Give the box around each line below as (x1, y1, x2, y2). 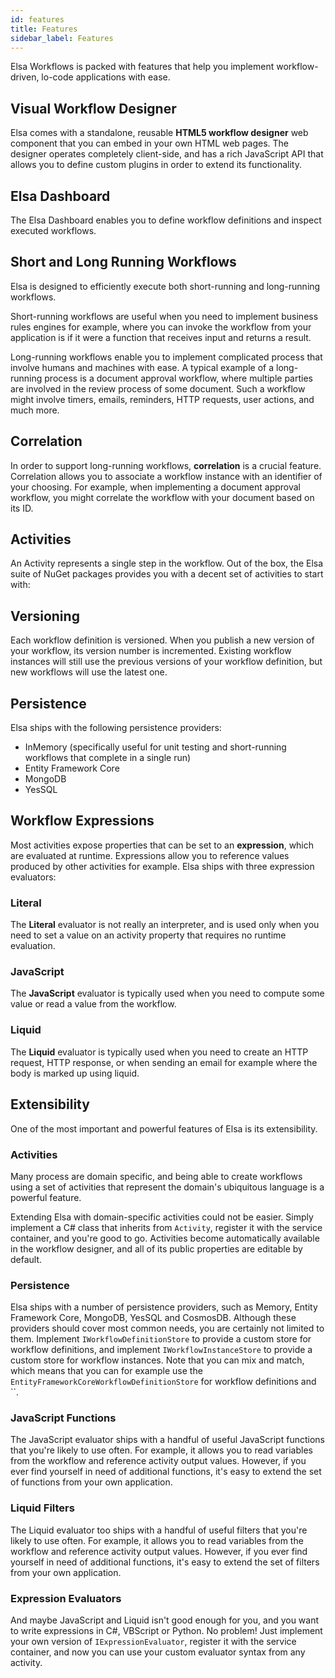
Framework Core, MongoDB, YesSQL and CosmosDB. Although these (10, 1312, 297, 1324)
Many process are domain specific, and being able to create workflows (10, 1170, 303, 1182)
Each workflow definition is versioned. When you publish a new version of (10, 634, 315, 646)
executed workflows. (10, 225, 97, 236)
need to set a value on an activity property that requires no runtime (10, 929, 287, 941)
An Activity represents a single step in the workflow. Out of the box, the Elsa (10, 557, 324, 570)
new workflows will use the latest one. (10, 666, 168, 678)
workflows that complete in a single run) (24, 752, 192, 764)
